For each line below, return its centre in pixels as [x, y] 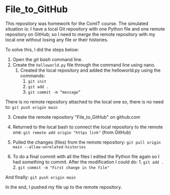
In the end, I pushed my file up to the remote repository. [64, 187]
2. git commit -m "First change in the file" [61, 167]
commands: [33, 75]
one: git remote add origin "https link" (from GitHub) [72, 132]
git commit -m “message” [54, 92]
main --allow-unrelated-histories [49, 147]
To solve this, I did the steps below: [42, 49]
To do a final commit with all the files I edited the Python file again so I [86, 156]
